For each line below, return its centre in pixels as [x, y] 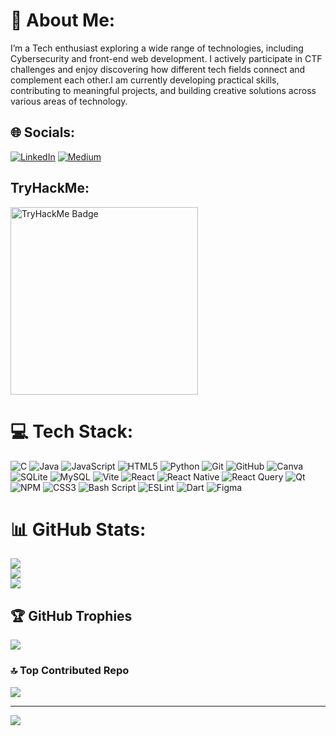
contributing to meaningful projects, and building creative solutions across [163, 90]
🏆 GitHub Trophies [71, 615]
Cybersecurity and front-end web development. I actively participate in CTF [166, 58]
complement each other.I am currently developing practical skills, [145, 80]
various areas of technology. [69, 101]
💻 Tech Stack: [72, 431]
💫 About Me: [63, 20]
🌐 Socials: [43, 132]
